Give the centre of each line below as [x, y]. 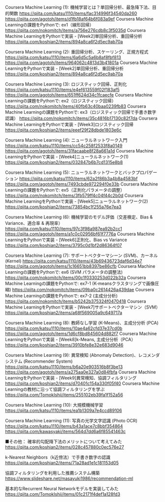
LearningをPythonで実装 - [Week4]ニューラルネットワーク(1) [67, 157]
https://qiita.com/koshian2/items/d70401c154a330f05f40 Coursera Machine [82, 383]
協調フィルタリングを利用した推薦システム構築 [52, 473]
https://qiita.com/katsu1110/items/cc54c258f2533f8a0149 [64, 146]
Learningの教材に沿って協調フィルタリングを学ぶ [55, 389]
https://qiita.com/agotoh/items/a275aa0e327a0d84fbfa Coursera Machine [81, 372]
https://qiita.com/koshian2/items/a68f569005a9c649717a [64, 313]
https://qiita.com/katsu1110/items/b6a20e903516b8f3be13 [64, 367]
